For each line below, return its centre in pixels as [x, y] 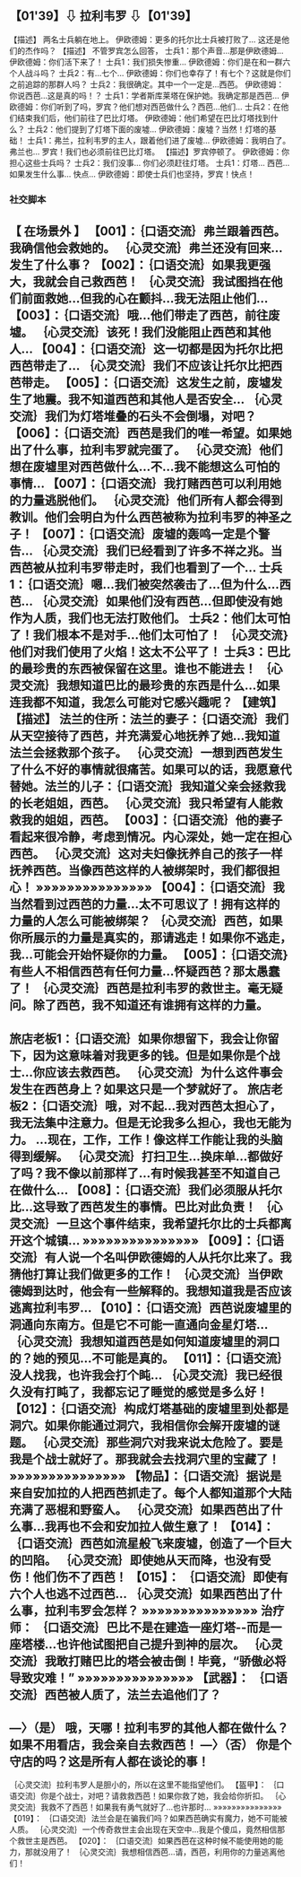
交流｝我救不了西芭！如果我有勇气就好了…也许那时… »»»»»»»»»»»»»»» [149, 1807]
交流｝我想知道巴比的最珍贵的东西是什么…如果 [150, 686]
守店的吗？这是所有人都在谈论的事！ [109, 1761]
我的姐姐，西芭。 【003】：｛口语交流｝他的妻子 [152, 821]
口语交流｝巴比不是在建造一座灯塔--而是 [159, 1627]
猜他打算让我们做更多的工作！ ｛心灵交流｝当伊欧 [146, 1274]
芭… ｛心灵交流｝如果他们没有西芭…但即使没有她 [146, 602]
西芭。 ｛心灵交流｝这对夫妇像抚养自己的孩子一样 [146, 854]
